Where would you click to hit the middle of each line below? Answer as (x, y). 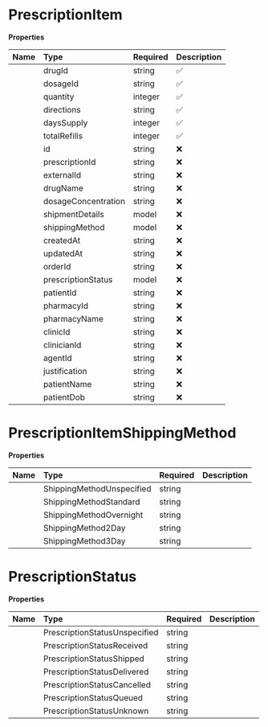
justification (65, 371)
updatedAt (63, 253)
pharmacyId (66, 306)
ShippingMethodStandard (91, 502)
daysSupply (65, 122)
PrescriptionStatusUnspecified (101, 632)
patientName (67, 384)
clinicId (57, 331)
